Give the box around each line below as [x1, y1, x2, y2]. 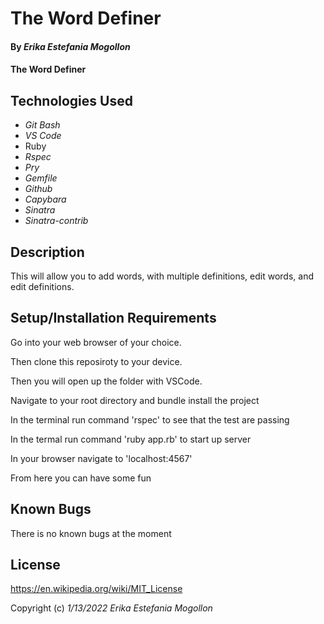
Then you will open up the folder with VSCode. [10, 375, 203, 387]
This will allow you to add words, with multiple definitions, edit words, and [10, 270, 314, 282]
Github [24, 183, 53, 195]
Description [10, 243, 85, 261]
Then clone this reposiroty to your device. [10, 355, 183, 367]
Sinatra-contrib [24, 215, 89, 227]
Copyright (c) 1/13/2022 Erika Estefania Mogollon [10, 602, 213, 614]
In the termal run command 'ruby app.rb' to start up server [10, 433, 252, 445]
